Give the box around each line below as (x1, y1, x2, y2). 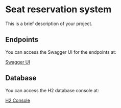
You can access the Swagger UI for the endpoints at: (5, 49, 116, 55)
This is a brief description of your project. (5, 20, 93, 27)
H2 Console (5, 97, 31, 103)
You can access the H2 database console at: (5, 87, 100, 93)
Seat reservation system (5, 4, 112, 15)
